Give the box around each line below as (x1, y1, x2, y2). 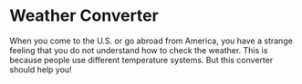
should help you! (9, 64, 72, 75)
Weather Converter (9, 5, 160, 26)
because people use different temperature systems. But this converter (9, 54, 274, 65)
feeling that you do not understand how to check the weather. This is (9, 44, 268, 55)
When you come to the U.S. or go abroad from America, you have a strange (9, 35, 294, 46)
